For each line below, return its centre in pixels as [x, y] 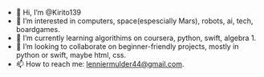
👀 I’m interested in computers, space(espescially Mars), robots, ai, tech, [134, 21]
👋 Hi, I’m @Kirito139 [49, 12]
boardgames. [38, 29]
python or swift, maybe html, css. [71, 55]
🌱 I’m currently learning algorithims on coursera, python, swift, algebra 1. [136, 38]
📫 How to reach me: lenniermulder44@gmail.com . [100, 64]
